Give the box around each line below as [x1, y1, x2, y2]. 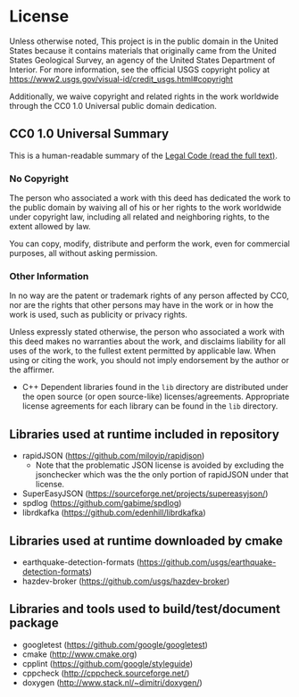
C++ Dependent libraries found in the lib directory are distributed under [21, 382, 288, 393]
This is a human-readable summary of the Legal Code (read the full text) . [9, 150, 278, 161]
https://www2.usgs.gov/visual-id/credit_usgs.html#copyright [9, 73, 234, 84]
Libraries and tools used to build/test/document [9, 602, 281, 617]
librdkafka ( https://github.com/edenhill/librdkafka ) [21, 507, 207, 519]
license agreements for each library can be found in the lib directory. [21, 401, 278, 411]
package [9, 616, 60, 631]
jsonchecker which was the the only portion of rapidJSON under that [35, 469, 289, 480]
